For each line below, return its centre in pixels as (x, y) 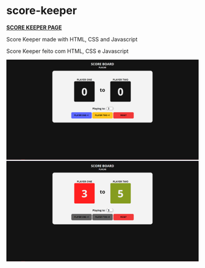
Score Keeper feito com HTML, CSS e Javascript (68, 51)
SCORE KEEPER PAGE (34, 27)
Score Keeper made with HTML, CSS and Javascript (72, 39)
